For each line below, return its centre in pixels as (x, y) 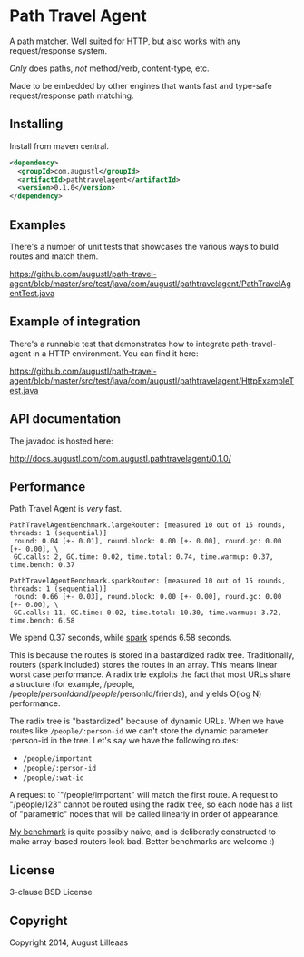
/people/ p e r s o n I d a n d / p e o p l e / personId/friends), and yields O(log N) (136, 694)
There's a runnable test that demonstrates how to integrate (119, 344)
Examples (38, 225)
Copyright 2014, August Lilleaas (69, 942)
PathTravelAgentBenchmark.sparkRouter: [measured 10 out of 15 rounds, (147, 581)
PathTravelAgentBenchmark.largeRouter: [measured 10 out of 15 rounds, (147, 525)
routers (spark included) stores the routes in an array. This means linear (143, 665)
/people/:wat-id (53, 778)
